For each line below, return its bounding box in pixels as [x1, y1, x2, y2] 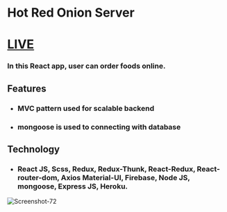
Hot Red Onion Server [7, 5, 135, 21]
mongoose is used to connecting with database [17, 122, 181, 132]
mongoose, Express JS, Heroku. [17, 182, 128, 191]
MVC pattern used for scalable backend [17, 103, 155, 113]
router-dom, [17, 173, 60, 182]
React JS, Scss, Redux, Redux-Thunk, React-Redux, [17, 164, 196, 174]
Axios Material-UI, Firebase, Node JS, [60, 173, 190, 182]
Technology [7, 143, 60, 155]
